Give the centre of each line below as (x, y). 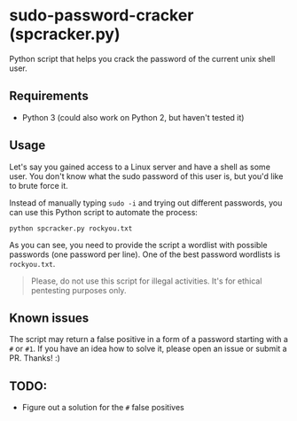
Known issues (49, 318)
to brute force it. (39, 185)
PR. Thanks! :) (35, 358)
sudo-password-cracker (102, 16)
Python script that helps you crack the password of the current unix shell (142, 58)
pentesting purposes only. (78, 290)
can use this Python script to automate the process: (103, 212)
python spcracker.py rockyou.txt (71, 228)
